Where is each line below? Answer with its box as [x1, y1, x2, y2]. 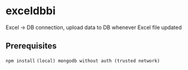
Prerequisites [5, 41, 57, 51]
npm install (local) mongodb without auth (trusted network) [5, 58, 160, 63]
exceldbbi [5, 4, 56, 18]
